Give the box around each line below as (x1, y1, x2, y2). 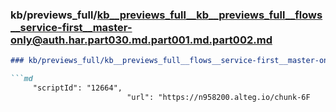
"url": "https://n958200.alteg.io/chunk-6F (126, 92, 311, 102)
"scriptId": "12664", (32, 83, 123, 93)
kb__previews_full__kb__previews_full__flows (96, 8, 323, 22)
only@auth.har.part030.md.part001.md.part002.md (10, 33, 273, 47)
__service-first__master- (10, 20, 133, 34)
